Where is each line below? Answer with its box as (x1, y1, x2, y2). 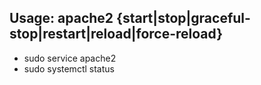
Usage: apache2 (9, 10, 114, 27)
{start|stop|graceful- (116, 10, 251, 27)
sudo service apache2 (23, 52, 117, 64)
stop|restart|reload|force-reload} (9, 26, 224, 43)
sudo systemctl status (23, 62, 115, 75)
